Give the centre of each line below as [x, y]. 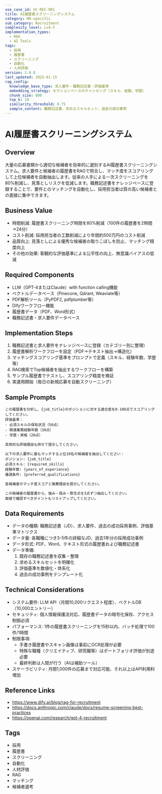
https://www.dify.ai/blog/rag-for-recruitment [56, 702]
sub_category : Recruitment [32, 23]
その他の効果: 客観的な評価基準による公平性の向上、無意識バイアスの [81, 253]
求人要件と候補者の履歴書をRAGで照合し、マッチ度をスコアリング [88, 171]
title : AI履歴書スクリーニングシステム [40, 14]
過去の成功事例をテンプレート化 [51, 574]
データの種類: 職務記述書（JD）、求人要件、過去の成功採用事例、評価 [81, 526]
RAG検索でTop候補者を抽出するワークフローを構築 [63, 370]
